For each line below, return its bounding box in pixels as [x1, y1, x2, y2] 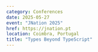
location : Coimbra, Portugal [6, 31, 79, 37]
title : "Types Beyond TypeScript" [6, 36, 93, 42]
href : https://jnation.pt [6, 25, 71, 32]
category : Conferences [6, 8, 63, 15]
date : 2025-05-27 [6, 14, 50, 20]
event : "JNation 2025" [6, 20, 63, 26]
